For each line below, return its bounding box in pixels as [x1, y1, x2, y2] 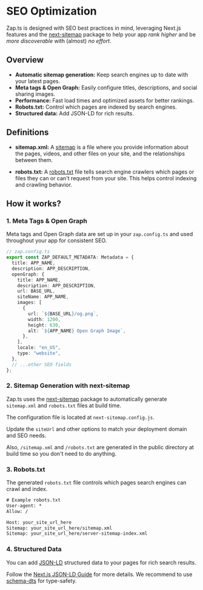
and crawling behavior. [15, 181, 73, 188]
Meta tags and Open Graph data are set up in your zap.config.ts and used [6, 231, 193, 238]
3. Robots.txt [6, 465, 45, 473]
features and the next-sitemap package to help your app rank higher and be [6, 30, 196, 38]
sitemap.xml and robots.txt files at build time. [6, 402, 122, 409]
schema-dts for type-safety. [6, 577, 77, 584]
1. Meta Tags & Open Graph [6, 217, 88, 225]
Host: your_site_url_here [6, 519, 72, 526]
